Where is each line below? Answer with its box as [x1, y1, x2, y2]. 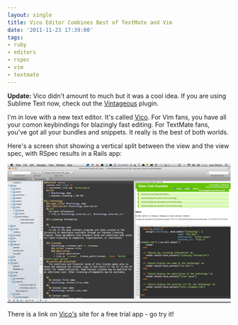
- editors [7, 49, 37, 56]
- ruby [7, 41, 27, 49]
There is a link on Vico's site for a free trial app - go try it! [7, 309, 174, 318]
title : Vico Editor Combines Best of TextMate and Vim [7, 18, 173, 26]
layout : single [7, 11, 52, 18]
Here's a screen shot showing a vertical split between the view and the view [7, 142, 229, 150]
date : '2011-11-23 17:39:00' [7, 26, 93, 33]
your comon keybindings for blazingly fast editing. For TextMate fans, [7, 120, 210, 129]
